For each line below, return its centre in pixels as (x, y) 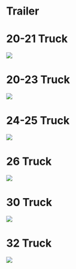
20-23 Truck (38, 80)
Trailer (23, 11)
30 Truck (29, 203)
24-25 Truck (38, 121)
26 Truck (29, 161)
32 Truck (29, 243)
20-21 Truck (37, 39)
